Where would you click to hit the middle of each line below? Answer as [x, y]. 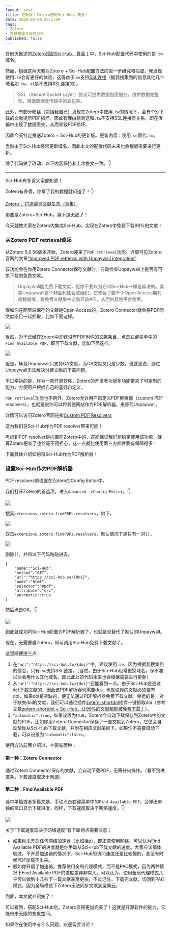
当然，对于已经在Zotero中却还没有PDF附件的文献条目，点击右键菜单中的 [81, 337]
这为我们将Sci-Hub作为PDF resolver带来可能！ [54, 426]
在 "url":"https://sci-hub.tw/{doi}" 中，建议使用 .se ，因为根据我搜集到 [88, 664]
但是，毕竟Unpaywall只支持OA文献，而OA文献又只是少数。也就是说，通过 [83, 364]
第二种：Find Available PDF [34, 789]
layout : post [19, 10]
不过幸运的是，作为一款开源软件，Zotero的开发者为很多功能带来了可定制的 [83, 381]
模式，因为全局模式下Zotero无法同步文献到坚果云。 [66, 885]
